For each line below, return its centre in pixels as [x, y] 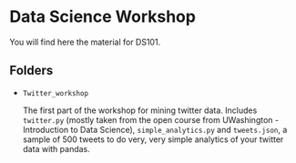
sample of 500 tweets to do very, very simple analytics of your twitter [153, 139]
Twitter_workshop [56, 93]
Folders [31, 71]
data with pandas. [56, 148]
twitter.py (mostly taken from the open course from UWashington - [151, 119]
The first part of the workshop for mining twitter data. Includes [140, 110]
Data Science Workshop [102, 17]
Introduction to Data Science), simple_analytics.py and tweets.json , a [155, 129]
